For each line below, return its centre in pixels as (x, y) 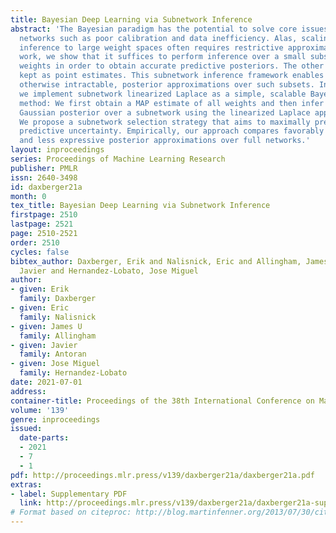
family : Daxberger (58, 299)
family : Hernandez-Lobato (73, 373)
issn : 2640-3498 (44, 177)
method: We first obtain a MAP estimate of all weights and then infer (172, 103)
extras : (26, 484)
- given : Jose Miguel (55, 364)
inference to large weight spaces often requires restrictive (151, 47)
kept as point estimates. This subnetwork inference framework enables (172, 76)
